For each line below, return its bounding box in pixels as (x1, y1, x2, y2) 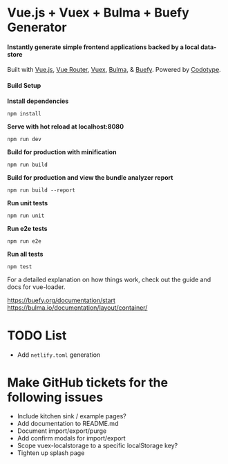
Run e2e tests (7, 224, 48, 232)
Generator (7, 19, 67, 35)
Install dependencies (7, 97, 69, 105)
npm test (7, 263, 32, 270)
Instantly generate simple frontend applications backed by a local (7, 43, 200, 51)
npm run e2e (7, 237, 41, 245)
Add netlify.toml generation (17, 351, 101, 359)
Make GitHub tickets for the (7, 375, 168, 390)
